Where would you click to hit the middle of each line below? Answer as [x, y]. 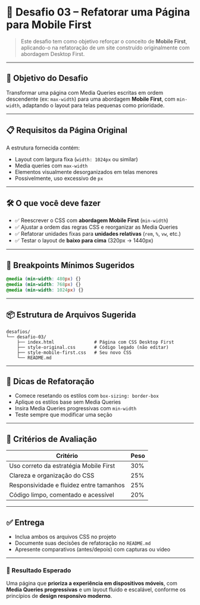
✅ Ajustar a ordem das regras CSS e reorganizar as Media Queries [96, 227]
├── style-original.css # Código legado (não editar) [93, 347]
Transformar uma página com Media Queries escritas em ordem [85, 92]
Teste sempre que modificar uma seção [63, 415]
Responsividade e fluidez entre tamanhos [67, 485]
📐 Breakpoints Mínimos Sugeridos [71, 265]
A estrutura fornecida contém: [43, 148]
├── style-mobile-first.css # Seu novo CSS [74, 353]
